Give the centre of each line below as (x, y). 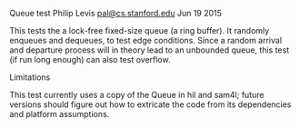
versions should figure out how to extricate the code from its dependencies (150, 104)
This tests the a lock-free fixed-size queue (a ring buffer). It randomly (140, 30)
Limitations (30, 77)
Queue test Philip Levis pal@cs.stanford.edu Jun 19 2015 (116, 13)
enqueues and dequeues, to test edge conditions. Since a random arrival (146, 40)
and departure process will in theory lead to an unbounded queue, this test (149, 50)
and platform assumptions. (60, 114)
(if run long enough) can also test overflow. (90, 59)
